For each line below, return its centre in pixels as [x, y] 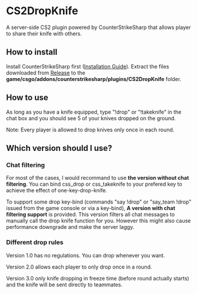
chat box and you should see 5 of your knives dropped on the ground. [91, 118]
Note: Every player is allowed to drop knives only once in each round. [90, 130]
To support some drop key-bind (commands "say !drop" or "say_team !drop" [99, 202]
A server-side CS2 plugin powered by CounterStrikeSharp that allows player [98, 27]
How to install [32, 52]
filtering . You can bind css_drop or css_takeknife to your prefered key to [94, 184]
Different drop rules [35, 243]
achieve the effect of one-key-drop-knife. [57, 190]
